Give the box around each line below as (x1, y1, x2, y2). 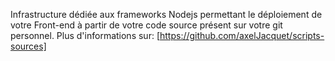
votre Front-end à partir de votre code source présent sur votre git (10, 19, 283, 31)
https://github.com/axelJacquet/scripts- (159, 30, 325, 41)
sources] (10, 40, 47, 52)
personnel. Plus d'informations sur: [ (10, 30, 160, 41)
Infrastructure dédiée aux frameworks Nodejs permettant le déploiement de (10, 9, 323, 20)
